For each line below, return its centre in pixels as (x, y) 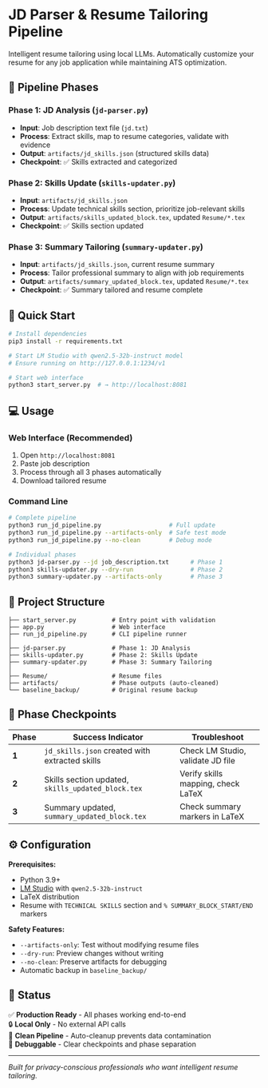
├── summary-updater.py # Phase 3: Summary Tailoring (110, 662)
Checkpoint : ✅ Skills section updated (82, 225)
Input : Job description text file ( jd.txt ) (84, 128)
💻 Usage (31, 410)
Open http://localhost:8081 (67, 455)
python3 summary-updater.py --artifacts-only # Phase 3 (116, 577)
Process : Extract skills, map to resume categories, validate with (124, 136)
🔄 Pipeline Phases (53, 88)
